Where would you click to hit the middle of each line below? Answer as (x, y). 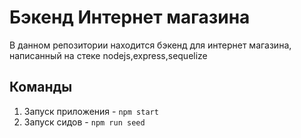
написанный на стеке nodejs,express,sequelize (108, 55)
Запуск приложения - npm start (91, 111)
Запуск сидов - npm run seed (84, 122)
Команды (41, 87)
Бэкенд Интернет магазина (130, 17)
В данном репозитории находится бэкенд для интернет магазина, (150, 45)
